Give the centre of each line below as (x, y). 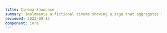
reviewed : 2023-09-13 (28, 18)
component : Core (22, 23)
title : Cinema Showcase (30, 9)
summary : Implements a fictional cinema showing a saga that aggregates (82, 14)
